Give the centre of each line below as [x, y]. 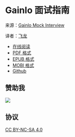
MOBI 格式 [23, 65]
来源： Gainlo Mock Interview [35, 25]
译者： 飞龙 [16, 36]
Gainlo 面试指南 [37, 10]
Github [19, 71]
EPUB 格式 [23, 59]
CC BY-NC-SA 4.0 [24, 129]
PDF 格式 [22, 53]
